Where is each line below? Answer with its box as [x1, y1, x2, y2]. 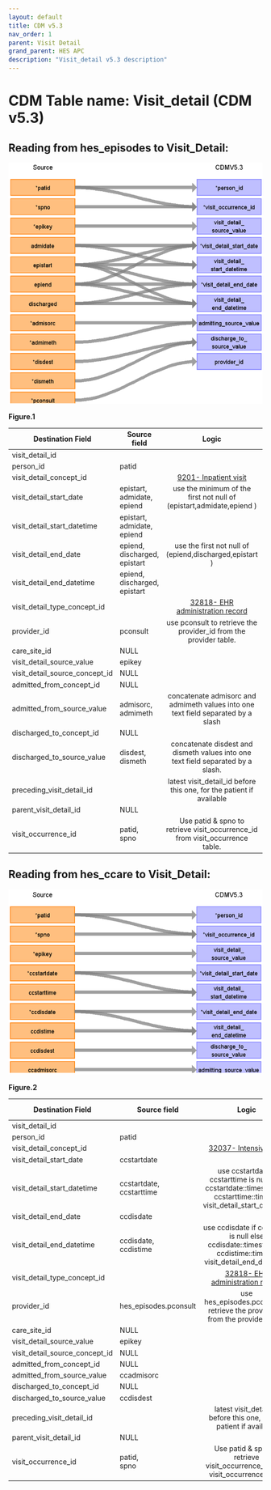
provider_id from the [177, 626, 246, 635]
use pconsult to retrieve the [166, 618, 258, 627]
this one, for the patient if [170, 785, 254, 795]
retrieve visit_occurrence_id [165, 825, 258, 834]
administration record [176, 606, 248, 616]
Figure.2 [8, 1083, 38, 1093]
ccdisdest [119, 1393, 152, 1403]
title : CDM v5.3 [8, 21, 63, 30]
